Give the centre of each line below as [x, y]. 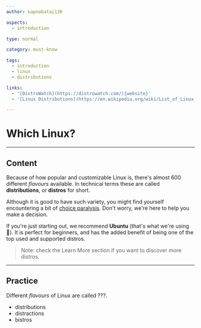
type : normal [22, 39]
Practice [22, 281]
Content [22, 163]
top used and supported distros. [46, 239]
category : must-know [32, 50]
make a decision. [27, 214]
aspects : [17, 22]
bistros [23, 320]
